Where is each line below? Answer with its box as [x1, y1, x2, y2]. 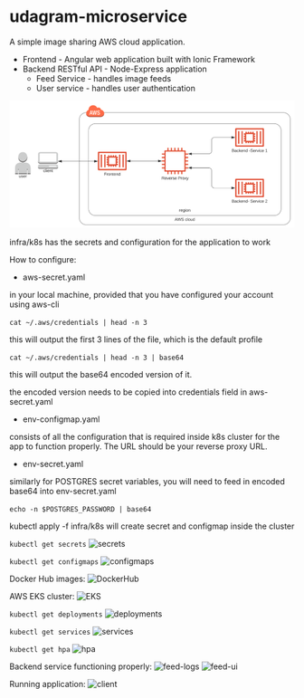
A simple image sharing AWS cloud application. [9, 36, 185, 47]
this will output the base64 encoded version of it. [9, 368, 193, 379]
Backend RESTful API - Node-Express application [22, 63, 208, 74]
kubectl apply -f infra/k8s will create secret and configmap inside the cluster [9, 521, 295, 531]
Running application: [9, 678, 86, 689]
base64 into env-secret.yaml [9, 485, 117, 496]
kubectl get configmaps [9, 557, 100, 567]
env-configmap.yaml [22, 414, 100, 425]
